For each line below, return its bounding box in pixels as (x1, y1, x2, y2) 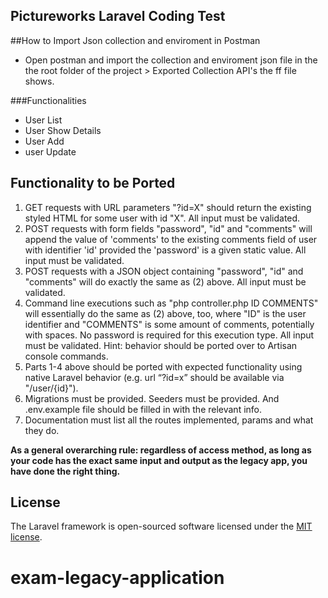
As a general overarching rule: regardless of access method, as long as (10, 444, 312, 456)
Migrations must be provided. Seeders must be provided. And (24, 392, 280, 404)
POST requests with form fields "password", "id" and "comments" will (24, 222, 313, 234)
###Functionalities (10, 94, 87, 106)
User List (24, 114, 63, 126)
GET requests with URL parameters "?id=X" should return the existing (24, 201, 312, 213)
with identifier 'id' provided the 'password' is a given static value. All (24, 244, 307, 256)
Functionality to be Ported (10, 175, 176, 192)
